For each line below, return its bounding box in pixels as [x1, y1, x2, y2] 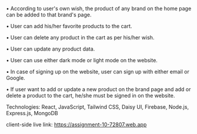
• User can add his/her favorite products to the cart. [6, 23, 132, 29]
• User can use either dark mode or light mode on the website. [6, 57, 158, 63]
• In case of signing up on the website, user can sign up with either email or [6, 68, 189, 75]
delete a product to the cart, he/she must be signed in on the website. [6, 92, 175, 99]
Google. [6, 75, 25, 81]
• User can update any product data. [6, 45, 95, 52]
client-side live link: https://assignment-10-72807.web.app [6, 121, 147, 128]
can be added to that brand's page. [6, 11, 92, 18]
